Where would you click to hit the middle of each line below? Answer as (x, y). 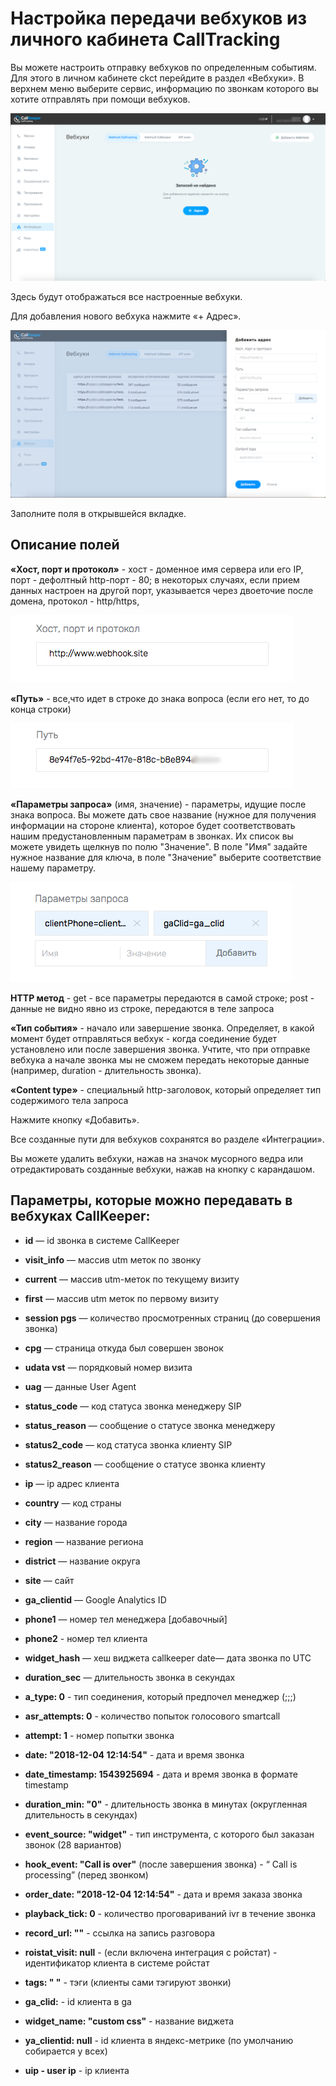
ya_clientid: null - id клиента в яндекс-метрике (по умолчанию (159, 2040)
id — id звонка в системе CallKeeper (102, 1240)
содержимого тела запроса (69, 1100)
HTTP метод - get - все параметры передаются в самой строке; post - (162, 998)
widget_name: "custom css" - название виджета (129, 2021)
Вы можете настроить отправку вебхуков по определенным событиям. (163, 67)
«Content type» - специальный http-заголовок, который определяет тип (166, 1089)
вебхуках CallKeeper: (80, 1216)
